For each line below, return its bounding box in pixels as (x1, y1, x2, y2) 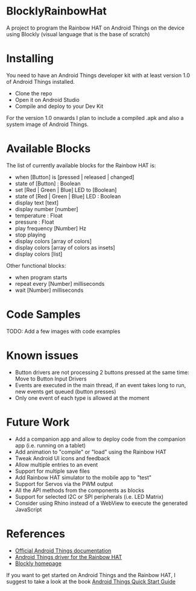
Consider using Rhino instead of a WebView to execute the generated (14, 499, 188, 507)
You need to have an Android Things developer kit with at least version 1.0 (6, 71, 190, 79)
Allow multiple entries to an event (14, 461, 98, 468)
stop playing (14, 231, 46, 238)
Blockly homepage (14, 560, 62, 567)
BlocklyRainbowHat (6, 4, 107, 18)
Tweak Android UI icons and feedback (14, 454, 110, 462)
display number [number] (14, 205, 78, 212)
